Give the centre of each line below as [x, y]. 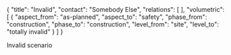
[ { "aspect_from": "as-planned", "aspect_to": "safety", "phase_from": [107, 17]
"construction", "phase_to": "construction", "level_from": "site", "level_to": [113, 24]
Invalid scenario [29, 45]
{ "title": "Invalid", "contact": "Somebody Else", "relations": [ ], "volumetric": [116, 9]
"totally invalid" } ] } [35, 32]
